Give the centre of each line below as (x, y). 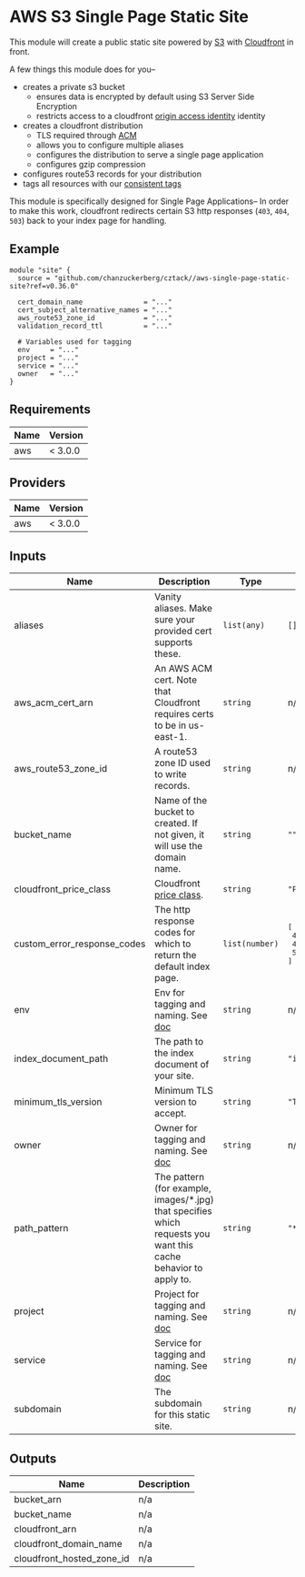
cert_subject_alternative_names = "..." (95, 310)
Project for (177, 1294)
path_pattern (41, 1228)
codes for (175, 933)
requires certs (184, 714)
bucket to (174, 812)
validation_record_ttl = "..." (95, 326)
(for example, (182, 1188)
